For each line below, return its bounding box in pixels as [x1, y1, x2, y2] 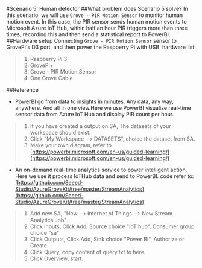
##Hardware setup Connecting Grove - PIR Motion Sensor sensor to [6, 37, 177, 44]
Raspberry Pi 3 [30, 56, 68, 62]
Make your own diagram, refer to [30, 142, 112, 148]
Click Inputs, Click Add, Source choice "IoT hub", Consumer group [30, 223, 195, 230]
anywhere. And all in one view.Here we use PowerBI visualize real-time [14, 104, 191, 111]
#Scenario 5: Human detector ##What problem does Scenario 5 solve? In [6, 5, 188, 12]
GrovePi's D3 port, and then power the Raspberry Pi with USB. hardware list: [6, 43, 196, 51]
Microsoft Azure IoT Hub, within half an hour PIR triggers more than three [6, 24, 188, 31]
